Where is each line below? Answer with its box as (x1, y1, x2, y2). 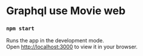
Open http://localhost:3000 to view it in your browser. (6, 43, 138, 51)
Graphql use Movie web (6, 4, 126, 18)
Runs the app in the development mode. (6, 37, 104, 44)
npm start (6, 25, 35, 32)
